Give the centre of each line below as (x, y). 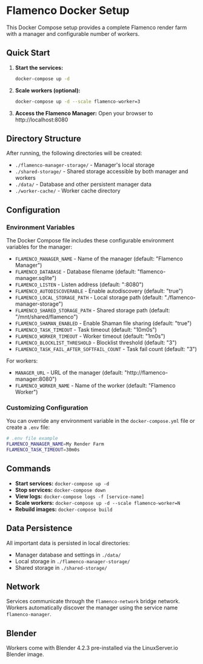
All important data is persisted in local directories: (68, 543)
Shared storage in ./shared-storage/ (61, 567)
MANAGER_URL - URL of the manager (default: (69, 372)
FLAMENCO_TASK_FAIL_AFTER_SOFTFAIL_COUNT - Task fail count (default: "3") (106, 349)
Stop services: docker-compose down (60, 490)
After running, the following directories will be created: (74, 153)
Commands (29, 469)
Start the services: (39, 67)
